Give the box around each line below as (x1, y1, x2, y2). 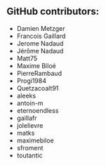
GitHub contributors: (6, 6, 100, 18)
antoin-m (16, 98, 44, 107)
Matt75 (16, 54, 38, 62)
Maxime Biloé (16, 61, 57, 70)
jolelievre (16, 121, 44, 129)
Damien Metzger (16, 24, 65, 32)
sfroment (16, 143, 44, 152)
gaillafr (16, 114, 37, 122)
